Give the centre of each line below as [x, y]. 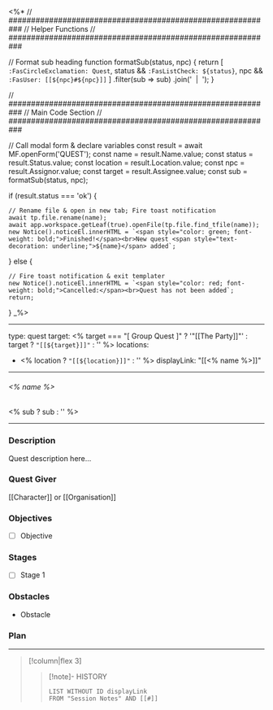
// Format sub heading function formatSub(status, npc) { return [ [116, 62]
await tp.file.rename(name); [58, 218]
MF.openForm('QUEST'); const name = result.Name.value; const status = [131, 154]
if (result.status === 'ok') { [53, 196]
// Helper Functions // [60, 29]
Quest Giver [32, 479]
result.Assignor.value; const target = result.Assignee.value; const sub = [128, 171]
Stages [23, 558]
